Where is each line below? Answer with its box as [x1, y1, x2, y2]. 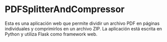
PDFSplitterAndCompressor [5, 4, 125, 15]
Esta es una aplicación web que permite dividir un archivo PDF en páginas [5, 20, 160, 26]
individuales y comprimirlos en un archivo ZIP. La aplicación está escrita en [5, 25, 162, 31]
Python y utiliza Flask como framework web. [5, 31, 97, 37]
